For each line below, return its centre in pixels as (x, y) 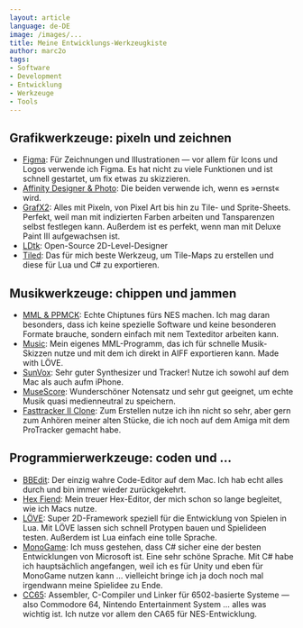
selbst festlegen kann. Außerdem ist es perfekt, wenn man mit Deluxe (151, 227)
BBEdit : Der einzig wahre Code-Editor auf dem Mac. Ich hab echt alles (153, 479)
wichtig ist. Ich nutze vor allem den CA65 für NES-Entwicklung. (139, 614)
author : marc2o (38, 51)
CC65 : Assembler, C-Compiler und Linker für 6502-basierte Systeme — (156, 595)
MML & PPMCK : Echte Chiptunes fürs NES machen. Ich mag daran (146, 315)
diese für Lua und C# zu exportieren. (91, 265)
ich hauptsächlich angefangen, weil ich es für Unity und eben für (142, 566)
